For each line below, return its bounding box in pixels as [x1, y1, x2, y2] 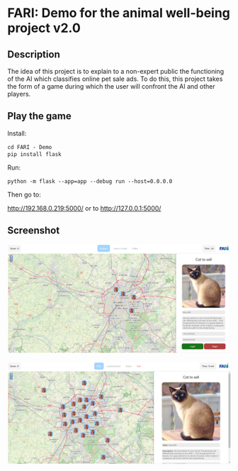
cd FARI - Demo [7, 143, 52, 150]
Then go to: [7, 190, 41, 199]
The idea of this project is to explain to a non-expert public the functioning [7, 67, 225, 75]
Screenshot [7, 225, 60, 237]
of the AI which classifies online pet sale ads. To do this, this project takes [7, 74, 223, 83]
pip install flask [7, 150, 62, 157]
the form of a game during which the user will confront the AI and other [7, 82, 215, 90]
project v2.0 [7, 20, 81, 36]
